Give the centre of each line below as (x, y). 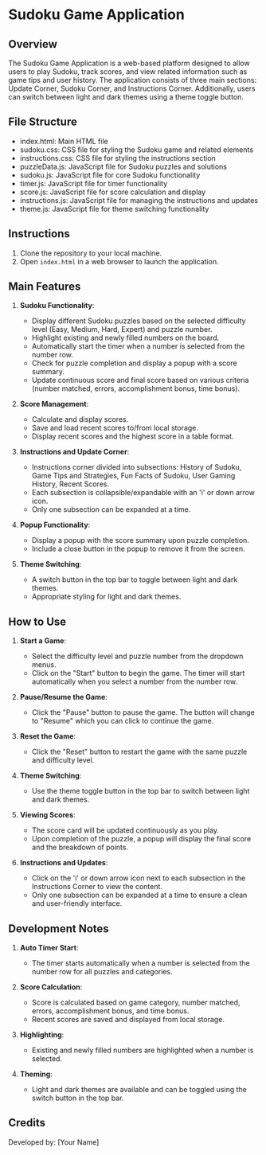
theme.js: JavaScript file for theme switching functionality (114, 209)
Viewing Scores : (47, 815)
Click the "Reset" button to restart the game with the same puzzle (139, 752)
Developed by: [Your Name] (54, 1142)
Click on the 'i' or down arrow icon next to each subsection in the (139, 878)
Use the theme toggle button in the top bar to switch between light (141, 791)
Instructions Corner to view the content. (97, 887)
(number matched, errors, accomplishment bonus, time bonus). (136, 388)
